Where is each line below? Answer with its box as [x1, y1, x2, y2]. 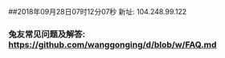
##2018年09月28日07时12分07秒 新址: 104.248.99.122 [8, 7, 187, 16]
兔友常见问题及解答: [8, 29, 86, 40]
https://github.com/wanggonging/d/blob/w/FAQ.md [8, 39, 217, 50]
